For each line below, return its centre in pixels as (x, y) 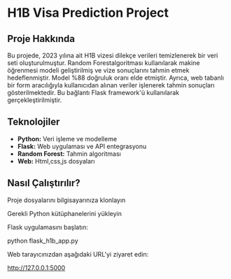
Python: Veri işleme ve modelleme (67, 138)
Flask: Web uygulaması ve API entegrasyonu (82, 146)
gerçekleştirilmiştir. (35, 100)
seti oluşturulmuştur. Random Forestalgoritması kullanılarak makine (104, 63)
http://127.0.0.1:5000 (36, 268)
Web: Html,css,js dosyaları (56, 161)
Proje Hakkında (41, 39)
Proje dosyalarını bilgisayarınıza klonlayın (66, 200)
